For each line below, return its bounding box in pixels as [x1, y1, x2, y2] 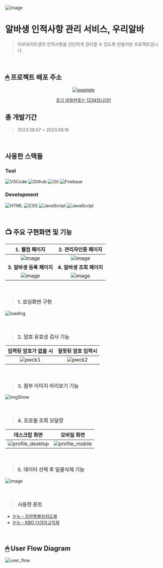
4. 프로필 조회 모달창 [17, 417, 64, 424]
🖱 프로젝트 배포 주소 [5, 73, 62, 82]
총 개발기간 [5, 113, 37, 122]
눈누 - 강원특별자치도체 [12, 514, 57, 520]
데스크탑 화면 [13, 431, 43, 438]
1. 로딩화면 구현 [17, 299, 52, 306]
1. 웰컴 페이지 [15, 246, 46, 253]
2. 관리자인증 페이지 [58, 246, 103, 253]
